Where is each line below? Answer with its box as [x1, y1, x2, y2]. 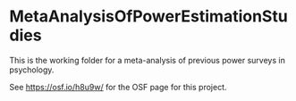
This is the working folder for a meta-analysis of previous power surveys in [9, 55, 286, 65]
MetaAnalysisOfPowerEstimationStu [9, 6, 288, 27]
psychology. [9, 64, 55, 75]
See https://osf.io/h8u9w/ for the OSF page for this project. [9, 81, 227, 92]
